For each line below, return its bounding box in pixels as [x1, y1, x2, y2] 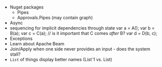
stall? [9, 51, 21, 57]
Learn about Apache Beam [9, 41, 65, 46]
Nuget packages [9, 4, 44, 10]
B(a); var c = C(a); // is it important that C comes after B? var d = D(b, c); [9, 31, 158, 36]
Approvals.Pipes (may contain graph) [17, 15, 93, 20]
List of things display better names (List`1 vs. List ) [9, 57, 113, 62]
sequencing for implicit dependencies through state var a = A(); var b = [9, 25, 155, 31]
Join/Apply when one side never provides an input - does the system [9, 46, 151, 52]
